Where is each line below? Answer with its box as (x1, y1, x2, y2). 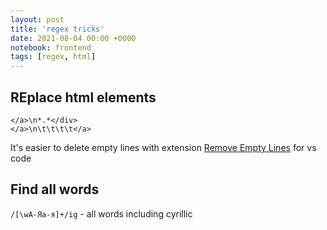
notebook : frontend (10, 42, 92, 53)
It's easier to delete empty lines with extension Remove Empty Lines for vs (10, 141, 317, 153)
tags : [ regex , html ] (10, 52, 97, 62)
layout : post (10, 14, 65, 25)
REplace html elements (10, 89, 157, 106)
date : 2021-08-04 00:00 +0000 (10, 33, 137, 43)
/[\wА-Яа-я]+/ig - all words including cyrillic (10, 207, 193, 220)
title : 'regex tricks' (10, 24, 105, 34)
